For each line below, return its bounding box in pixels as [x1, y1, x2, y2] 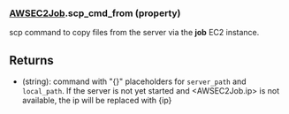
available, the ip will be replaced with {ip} [21, 95, 172, 106]
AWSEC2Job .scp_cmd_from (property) [9, 7, 181, 19]
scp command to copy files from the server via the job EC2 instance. [9, 27, 260, 38]
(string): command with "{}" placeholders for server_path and [21, 76, 247, 87]
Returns [9, 52, 55, 68]
